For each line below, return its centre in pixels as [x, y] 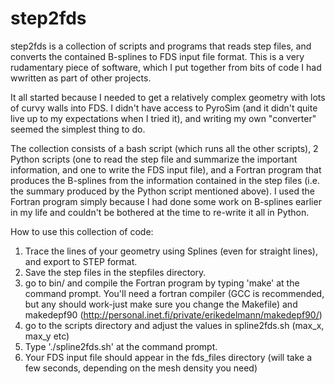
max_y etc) [47, 336]
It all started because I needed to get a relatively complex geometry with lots [168, 97]
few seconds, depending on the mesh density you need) [141, 368]
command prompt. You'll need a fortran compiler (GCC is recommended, [174, 293]
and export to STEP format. [81, 261]
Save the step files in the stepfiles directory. [115, 272]
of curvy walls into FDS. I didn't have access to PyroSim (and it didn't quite [164, 108]
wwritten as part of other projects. [81, 78]
